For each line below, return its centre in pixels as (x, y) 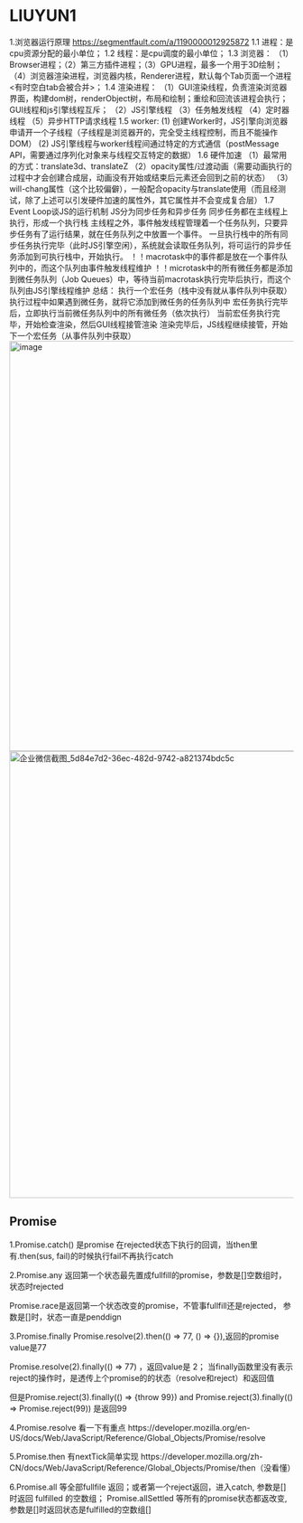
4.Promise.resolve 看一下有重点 (68, 1427)
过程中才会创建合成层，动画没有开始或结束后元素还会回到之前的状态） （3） (151, 177)
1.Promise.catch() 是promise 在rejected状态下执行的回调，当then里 (134, 1245)
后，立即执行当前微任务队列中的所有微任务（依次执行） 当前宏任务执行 (141, 313)
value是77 (28, 1347)
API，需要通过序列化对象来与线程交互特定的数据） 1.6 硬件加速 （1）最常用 (148, 155)
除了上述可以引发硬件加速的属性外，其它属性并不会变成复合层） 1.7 (150, 200)
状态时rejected (37, 1286)
